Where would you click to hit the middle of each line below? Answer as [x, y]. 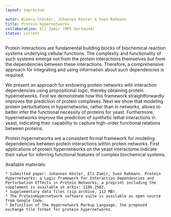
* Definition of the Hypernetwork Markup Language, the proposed [76, 205]
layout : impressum [25, 10]
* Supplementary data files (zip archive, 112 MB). [61, 192]
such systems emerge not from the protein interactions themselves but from [86, 59]
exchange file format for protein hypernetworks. [59, 210]
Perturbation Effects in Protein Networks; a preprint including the [81, 183]
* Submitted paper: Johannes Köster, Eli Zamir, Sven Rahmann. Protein [83, 174]
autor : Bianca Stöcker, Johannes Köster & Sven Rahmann [66, 19]
